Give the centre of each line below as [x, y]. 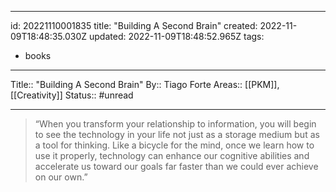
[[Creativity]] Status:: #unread [72, 95]
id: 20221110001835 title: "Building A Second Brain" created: [134, 25]
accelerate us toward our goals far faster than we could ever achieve [176, 166]
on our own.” [61, 177]
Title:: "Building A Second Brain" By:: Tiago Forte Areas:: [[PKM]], [145, 84]
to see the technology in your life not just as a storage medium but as [177, 134]
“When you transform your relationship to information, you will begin [175, 124]
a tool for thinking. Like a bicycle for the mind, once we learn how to [174, 145]
